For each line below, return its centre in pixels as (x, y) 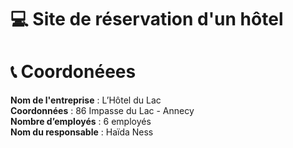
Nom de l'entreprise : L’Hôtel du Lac (86, 100)
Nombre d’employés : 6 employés (81, 122)
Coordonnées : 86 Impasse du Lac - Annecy (102, 111)
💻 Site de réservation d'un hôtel (147, 19)
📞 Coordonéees (73, 72)
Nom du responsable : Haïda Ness (82, 132)
